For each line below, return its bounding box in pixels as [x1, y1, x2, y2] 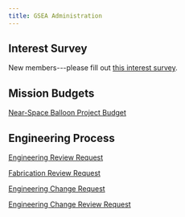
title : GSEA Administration [8, 11, 103, 20]
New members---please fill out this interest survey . [8, 63, 179, 73]
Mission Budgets [8, 86, 95, 100]
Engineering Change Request [8, 184, 106, 194]
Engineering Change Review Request [8, 199, 131, 210]
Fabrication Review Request [8, 169, 101, 178]
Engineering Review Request [8, 152, 104, 162]
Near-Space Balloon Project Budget [8, 108, 127, 118]
